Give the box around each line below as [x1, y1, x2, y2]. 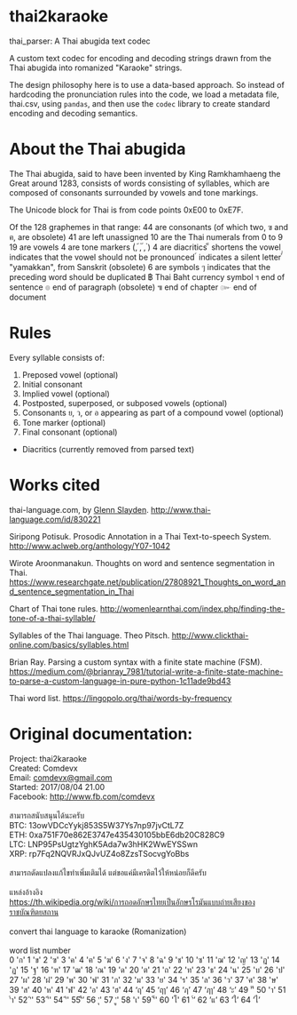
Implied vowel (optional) [21, 388, 111, 399]
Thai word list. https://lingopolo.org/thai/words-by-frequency [9, 692, 232, 703]
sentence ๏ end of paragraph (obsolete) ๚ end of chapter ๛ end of [9, 282, 257, 292]
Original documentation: [9, 723, 193, 744]
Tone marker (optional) [21, 417, 106, 428]
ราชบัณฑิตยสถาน [9, 907, 59, 917]
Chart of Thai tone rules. [9, 603, 99, 614]
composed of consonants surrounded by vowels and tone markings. [9, 187, 259, 197]
